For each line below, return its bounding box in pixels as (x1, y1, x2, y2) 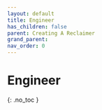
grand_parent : (7, 36, 49, 43)
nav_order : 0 (7, 42, 45, 49)
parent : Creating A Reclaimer (7, 29, 96, 37)
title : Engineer (7, 17, 54, 24)
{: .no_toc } (7, 95, 39, 104)
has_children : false (7, 23, 68, 30)
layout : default (7, 10, 54, 17)
